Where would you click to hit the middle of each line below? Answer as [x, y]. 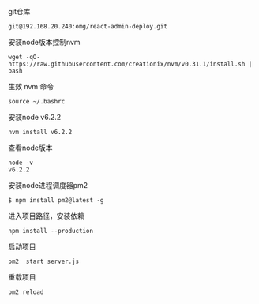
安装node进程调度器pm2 [48, 185]
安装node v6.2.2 [35, 117]
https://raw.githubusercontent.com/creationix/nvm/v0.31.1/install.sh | [130, 64]
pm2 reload [26, 292]
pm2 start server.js [44, 261]
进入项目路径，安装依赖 [46, 216]
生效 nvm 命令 [31, 86]
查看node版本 [30, 148]
